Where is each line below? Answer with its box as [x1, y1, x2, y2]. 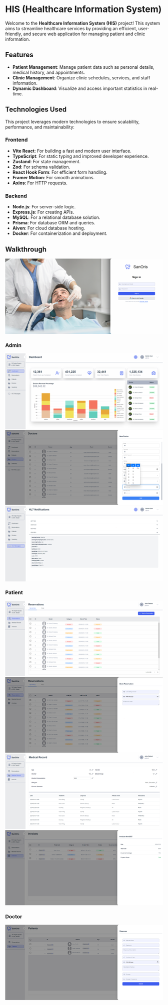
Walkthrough [5, 245, 46, 254]
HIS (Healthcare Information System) [5, 4, 162, 15]
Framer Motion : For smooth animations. [12, 174, 95, 180]
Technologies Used [5, 105, 66, 114]
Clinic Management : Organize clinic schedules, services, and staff [12, 74, 150, 81]
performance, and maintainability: [5, 124, 75, 130]
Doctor [5, 913, 22, 920]
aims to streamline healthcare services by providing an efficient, [5, 25, 137, 31]
